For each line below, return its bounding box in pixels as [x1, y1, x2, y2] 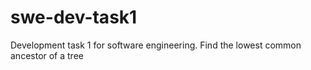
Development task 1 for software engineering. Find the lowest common [10, 39, 302, 51]
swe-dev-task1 [10, 6, 138, 29]
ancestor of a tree [10, 49, 84, 61]
